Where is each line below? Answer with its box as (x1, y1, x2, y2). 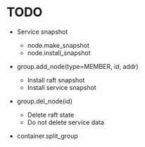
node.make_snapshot (27, 41, 89, 49)
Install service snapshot (27, 83, 96, 91)
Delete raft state (27, 110, 75, 119)
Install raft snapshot (27, 75, 85, 84)
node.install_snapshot (27, 49, 91, 57)
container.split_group (16, 132, 78, 140)
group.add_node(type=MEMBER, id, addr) (16, 62, 139, 70)
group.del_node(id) (16, 96, 73, 106)
